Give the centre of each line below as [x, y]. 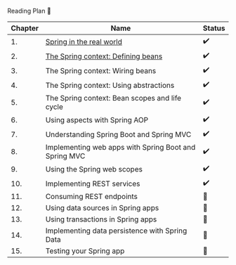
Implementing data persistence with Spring [116, 231]
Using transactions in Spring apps [101, 219]
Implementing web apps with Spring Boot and [120, 147]
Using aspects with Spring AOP [97, 119]
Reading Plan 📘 [29, 11]
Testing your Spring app [85, 251]
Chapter [25, 28]
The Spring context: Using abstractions [110, 85]
